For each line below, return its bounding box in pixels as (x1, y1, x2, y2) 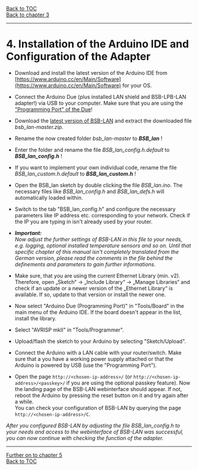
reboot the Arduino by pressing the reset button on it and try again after (14, 392, 189, 399)
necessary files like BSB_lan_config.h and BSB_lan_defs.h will (14, 188, 165, 195)
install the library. (14, 315, 57, 322)
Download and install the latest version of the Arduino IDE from (14, 69, 168, 76)
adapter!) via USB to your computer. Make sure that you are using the (14, 100, 183, 107)
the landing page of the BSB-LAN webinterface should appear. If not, (14, 385, 183, 392)
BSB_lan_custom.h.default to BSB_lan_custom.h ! (14, 170, 137, 177)
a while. (14, 398, 34, 405)
